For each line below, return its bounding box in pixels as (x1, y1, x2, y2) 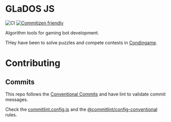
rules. (5, 111, 17, 117)
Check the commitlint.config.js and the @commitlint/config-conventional (5, 106, 158, 112)
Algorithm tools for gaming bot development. (5, 29, 99, 36)
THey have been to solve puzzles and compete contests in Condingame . (5, 39, 158, 46)
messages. (5, 96, 28, 102)
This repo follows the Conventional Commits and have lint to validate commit (5, 91, 166, 97)
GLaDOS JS (5, 3, 55, 15)
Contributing (5, 57, 61, 69)
